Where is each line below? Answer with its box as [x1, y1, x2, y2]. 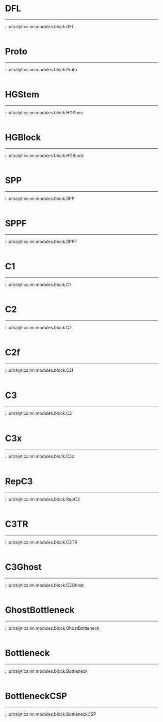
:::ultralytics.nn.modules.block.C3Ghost [5, 582, 84, 588]
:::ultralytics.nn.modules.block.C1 [5, 281, 71, 287]
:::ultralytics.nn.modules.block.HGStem [5, 109, 83, 115]
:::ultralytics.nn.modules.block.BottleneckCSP [5, 711, 97, 717]
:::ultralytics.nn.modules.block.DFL [5, 23, 75, 29]
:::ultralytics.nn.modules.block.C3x [5, 453, 74, 459]
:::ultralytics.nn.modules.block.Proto [5, 66, 77, 72]
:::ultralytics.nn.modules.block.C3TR [5, 540, 78, 545]
